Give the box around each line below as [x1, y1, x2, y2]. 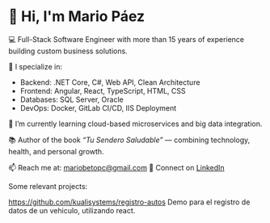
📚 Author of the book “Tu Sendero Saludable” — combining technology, [8, 135, 251, 145]
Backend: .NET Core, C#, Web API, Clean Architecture [19, 77, 200, 87]
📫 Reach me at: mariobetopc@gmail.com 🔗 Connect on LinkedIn [8, 162, 225, 172]
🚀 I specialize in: [8, 61, 63, 71]
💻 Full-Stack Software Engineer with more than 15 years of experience [8, 34, 245, 44]
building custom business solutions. [8, 46, 128, 56]
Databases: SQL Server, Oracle [19, 95, 124, 104]
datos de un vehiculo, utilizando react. [8, 205, 136, 215]
